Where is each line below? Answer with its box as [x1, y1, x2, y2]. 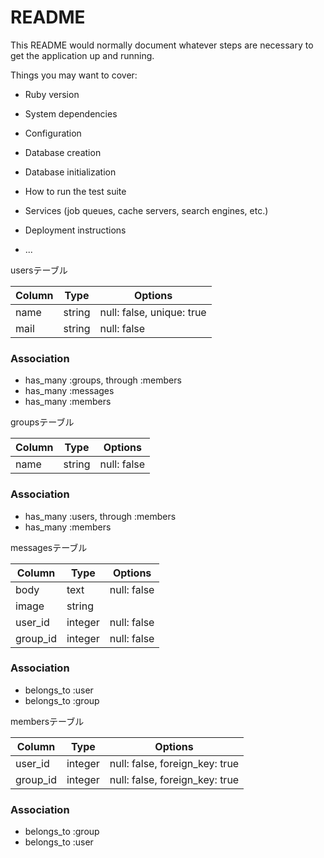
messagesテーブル [10, 541, 88, 553]
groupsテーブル [10, 416, 75, 428]
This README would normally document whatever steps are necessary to [10, 39, 314, 51]
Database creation [24, 146, 102, 158]
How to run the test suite [24, 185, 127, 197]
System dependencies [24, 107, 118, 120]
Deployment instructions [24, 224, 127, 236]
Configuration [24, 127, 82, 139]
